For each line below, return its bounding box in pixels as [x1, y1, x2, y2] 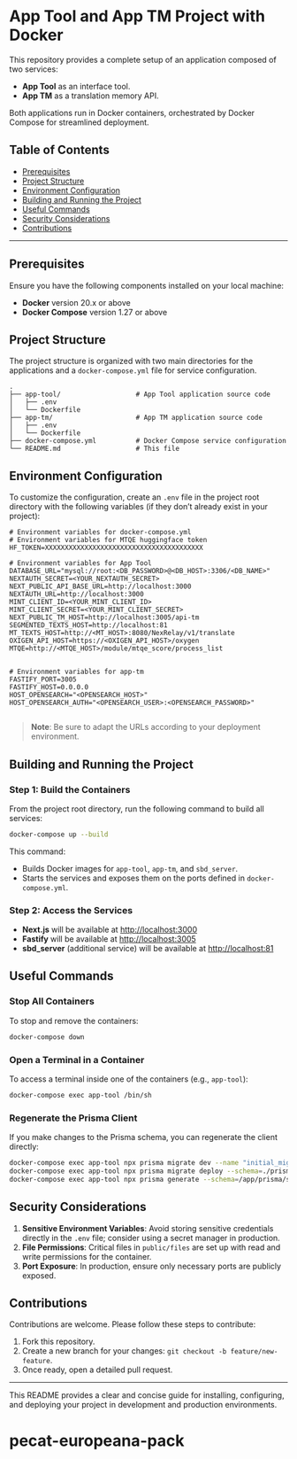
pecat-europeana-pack [9, 1431, 185, 1450]
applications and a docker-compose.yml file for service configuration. [9, 365, 257, 376]
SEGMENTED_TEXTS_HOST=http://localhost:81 [9, 621, 168, 630]
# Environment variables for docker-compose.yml [9, 528, 192, 537]
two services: [9, 64, 59, 74]
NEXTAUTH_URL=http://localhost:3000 [9, 590, 144, 599]
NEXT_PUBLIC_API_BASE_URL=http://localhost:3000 [9, 582, 192, 591]
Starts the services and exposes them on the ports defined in [21, 873, 246, 883]
